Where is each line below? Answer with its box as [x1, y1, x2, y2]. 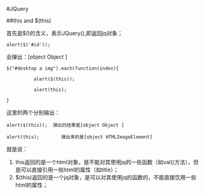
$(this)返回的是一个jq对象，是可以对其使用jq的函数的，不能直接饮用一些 [15, 174, 197, 181]
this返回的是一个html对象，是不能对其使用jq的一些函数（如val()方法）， [15, 159, 194, 165]
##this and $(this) [6, 17, 51, 24]
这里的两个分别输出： [6, 109, 60, 116]
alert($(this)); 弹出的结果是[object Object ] [6, 122, 124, 128]
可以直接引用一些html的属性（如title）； [20, 166, 119, 173]
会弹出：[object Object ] [6, 53, 67, 60]
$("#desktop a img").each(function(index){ [6, 65, 119, 71]
